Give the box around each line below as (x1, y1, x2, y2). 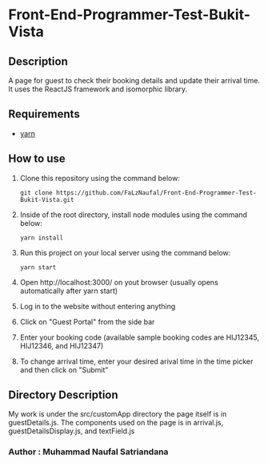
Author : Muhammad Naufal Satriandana (8, 446, 169, 457)
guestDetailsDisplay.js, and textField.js (8, 426, 135, 436)
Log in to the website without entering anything (19, 301, 176, 311)
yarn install (19, 234, 64, 242)
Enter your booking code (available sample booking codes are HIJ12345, (19, 332, 260, 342)
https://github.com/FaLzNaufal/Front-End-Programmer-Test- (55, 188, 258, 197)
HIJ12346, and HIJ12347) (19, 340, 104, 350)
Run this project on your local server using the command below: (19, 248, 231, 257)
